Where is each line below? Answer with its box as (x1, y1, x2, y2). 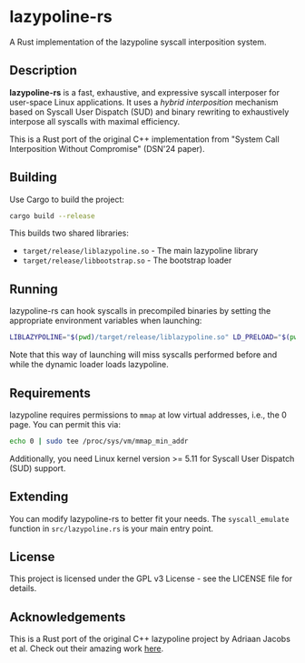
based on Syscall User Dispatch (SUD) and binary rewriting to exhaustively (9, 106, 290, 117)
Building (9, 170, 57, 186)
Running (9, 281, 59, 296)
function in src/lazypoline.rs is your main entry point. (9, 523, 214, 534)
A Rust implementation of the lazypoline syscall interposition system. (9, 36, 267, 47)
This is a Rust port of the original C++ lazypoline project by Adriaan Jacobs (9, 634, 290, 645)
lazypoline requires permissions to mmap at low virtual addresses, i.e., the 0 (9, 409, 288, 420)
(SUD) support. (9, 462, 66, 474)
